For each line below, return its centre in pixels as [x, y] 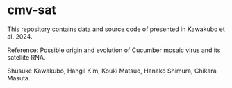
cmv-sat [32, 10]
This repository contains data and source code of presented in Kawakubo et [116, 29]
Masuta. [19, 78]
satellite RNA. [26, 57]
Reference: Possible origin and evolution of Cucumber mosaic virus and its [114, 50]
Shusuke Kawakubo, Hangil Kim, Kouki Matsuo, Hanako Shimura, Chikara [112, 71]
